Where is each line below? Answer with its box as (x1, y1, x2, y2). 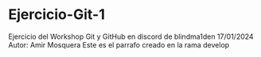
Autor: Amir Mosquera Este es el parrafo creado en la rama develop (8, 40, 230, 49)
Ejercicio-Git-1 (8, 6, 105, 24)
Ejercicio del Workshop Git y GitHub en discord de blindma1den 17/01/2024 (8, 32, 254, 41)
